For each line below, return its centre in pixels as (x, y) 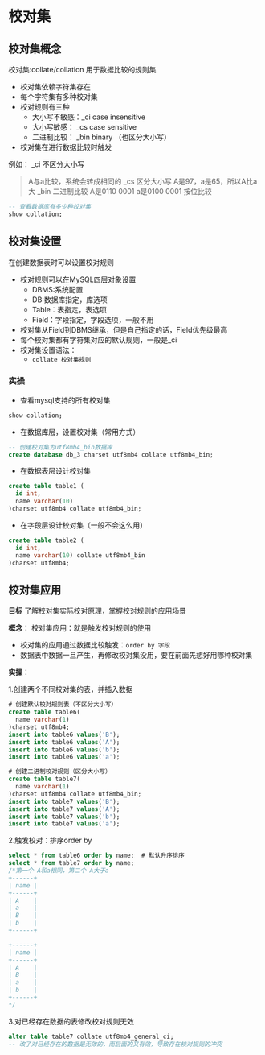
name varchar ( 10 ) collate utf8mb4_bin (81, 555)
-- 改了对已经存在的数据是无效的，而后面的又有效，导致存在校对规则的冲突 (115, 1044)
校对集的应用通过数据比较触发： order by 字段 (95, 645)
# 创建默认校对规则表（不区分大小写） (63, 705)
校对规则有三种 (45, 107)
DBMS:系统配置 (57, 289)
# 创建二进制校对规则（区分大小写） (60, 772)
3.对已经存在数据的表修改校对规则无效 (71, 1021)
